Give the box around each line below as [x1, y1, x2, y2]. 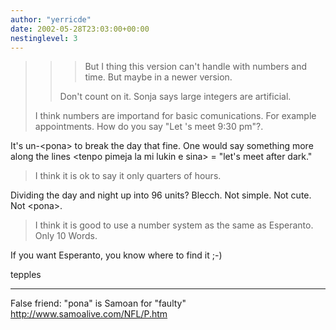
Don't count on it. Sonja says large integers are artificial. [59, 91, 292, 103]
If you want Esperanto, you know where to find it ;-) [10, 249, 223, 261]
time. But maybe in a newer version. [84, 71, 233, 83]
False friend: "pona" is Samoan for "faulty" [10, 297, 187, 310]
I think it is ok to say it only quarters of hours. [34, 170, 222, 182]
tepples [10, 269, 42, 281]
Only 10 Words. [34, 230, 98, 242]
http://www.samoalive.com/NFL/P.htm [10, 308, 168, 320]
